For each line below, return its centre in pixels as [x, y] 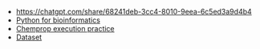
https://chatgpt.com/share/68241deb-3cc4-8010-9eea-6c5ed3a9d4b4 [134, 12]
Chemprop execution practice [65, 29]
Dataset [29, 37]
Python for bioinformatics [58, 20]
